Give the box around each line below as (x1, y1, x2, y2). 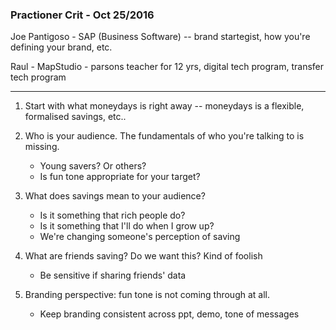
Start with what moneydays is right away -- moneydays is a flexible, (24, 100, 305, 112)
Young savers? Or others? (39, 160, 147, 172)
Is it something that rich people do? (39, 209, 186, 222)
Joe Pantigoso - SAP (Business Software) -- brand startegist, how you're (10, 31, 311, 43)
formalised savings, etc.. (24, 111, 127, 123)
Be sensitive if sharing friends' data (39, 269, 187, 282)
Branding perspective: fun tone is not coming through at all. (24, 289, 270, 301)
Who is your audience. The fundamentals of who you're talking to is (24, 130, 305, 142)
